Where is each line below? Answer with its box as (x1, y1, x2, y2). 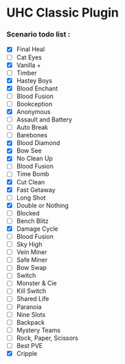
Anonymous (16, 107, 51, 115)
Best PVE (16, 341, 43, 349)
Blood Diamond (16, 139, 60, 147)
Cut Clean (16, 178, 45, 186)
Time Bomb (16, 170, 49, 178)
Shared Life (16, 295, 49, 303)
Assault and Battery (16, 115, 73, 124)
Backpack (16, 318, 45, 326)
